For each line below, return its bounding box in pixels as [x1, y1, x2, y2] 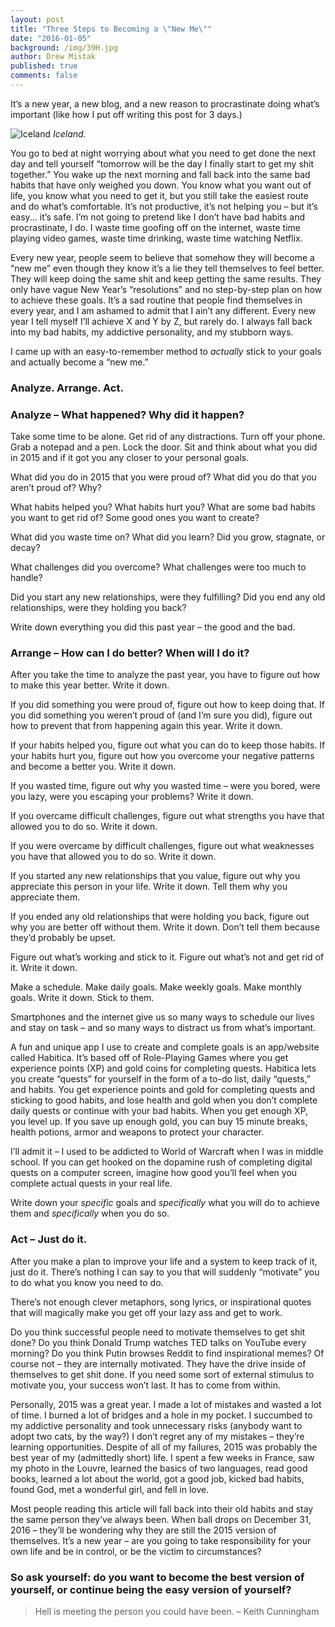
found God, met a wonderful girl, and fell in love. [10, 1483, 210, 1495]
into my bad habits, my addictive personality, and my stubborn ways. [10, 326, 294, 338]
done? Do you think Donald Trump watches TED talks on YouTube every [10, 1336, 307, 1348]
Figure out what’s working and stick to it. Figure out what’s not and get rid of [10, 951, 325, 963]
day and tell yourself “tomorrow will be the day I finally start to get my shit [10, 157, 315, 170]
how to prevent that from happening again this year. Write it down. [10, 720, 283, 732]
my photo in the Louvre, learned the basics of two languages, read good [10, 1462, 308, 1474]
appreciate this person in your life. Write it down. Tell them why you [10, 881, 288, 893]
